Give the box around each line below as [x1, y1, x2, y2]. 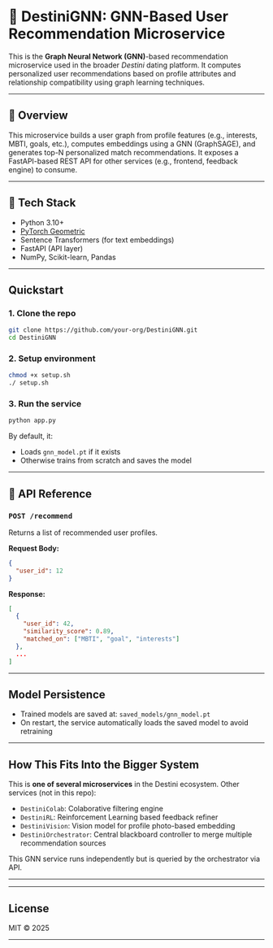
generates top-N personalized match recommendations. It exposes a [8, 147, 239, 157]
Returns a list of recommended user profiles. [8, 528, 158, 537]
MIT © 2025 [8, 923, 50, 933]
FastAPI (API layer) [19, 243, 84, 253]
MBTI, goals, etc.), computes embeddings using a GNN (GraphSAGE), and [8, 138, 256, 149]
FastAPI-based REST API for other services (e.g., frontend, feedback [8, 156, 238, 166]
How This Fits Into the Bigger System [8, 758, 199, 772]
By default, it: [8, 431, 53, 441]
